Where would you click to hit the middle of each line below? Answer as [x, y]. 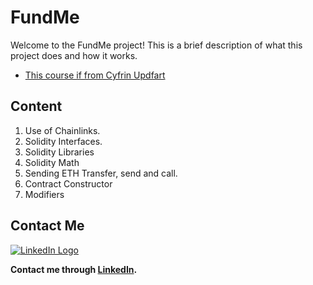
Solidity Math [52, 162]
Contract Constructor [68, 183]
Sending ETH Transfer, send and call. [101, 173]
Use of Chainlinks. [62, 130]
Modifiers [44, 194]
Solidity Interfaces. [63, 141]
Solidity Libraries [59, 152]
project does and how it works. [74, 55]
